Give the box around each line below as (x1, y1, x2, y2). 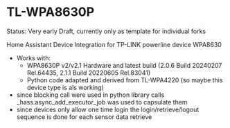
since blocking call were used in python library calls (16, 91, 165, 99)
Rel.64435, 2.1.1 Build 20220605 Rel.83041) (26, 68, 151, 77)
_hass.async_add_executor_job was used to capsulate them (16, 98, 188, 106)
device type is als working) (26, 83, 105, 91)
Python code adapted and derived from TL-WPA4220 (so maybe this (26, 75, 223, 84)
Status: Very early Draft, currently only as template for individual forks (6, 27, 206, 35)
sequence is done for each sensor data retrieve (16, 112, 152, 121)
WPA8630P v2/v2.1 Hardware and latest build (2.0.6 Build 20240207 (26, 61, 222, 69)
